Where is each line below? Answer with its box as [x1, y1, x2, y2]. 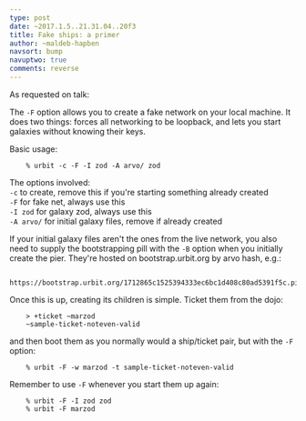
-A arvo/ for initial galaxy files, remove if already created [9, 216, 223, 226]
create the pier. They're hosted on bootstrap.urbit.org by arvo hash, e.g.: [9, 252, 282, 264]
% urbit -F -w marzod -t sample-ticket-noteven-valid [25, 363, 234, 372]
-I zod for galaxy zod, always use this [9, 205, 152, 216]
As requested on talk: [9, 88, 89, 100]
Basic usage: [9, 143, 58, 155]
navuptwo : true [9, 55, 67, 65]
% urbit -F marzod [25, 404, 96, 414]
